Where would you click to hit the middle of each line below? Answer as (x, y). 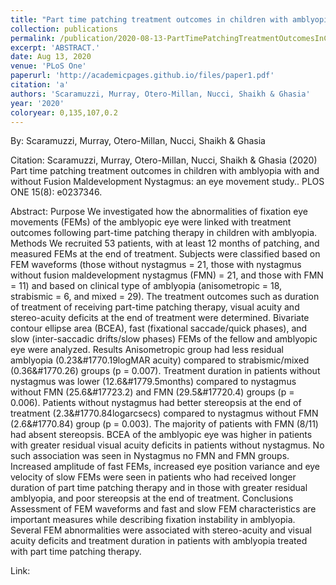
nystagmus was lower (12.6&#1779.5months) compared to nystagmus (153, 382)
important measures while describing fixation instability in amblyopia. (153, 520)
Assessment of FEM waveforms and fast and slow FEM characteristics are (163, 509)
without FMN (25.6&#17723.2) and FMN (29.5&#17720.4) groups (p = (152, 392)
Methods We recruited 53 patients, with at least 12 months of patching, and (165, 243)
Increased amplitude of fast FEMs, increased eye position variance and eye (165, 467)
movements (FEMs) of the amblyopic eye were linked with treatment (151, 222)
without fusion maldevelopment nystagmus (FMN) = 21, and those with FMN (167, 275)
